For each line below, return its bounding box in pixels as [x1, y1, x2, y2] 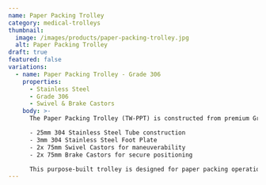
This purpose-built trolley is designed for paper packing [28, 165, 228, 173]
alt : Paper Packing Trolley [15, 41, 108, 49]
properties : [22, 77, 62, 85]
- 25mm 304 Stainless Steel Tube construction [28, 129, 186, 137]
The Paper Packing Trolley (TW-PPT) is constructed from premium [28, 115, 249, 123]
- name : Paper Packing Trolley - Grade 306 [15, 70, 161, 78]
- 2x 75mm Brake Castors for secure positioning [28, 151, 193, 159]
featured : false [8, 56, 62, 64]
